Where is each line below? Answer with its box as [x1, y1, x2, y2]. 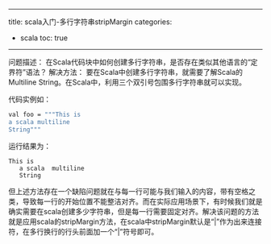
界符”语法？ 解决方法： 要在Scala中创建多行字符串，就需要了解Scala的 [8, 68, 244, 77]
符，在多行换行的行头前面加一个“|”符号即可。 [8, 226, 159, 236]
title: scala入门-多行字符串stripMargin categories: [8, 17, 173, 27]
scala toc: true [19, 33, 69, 43]
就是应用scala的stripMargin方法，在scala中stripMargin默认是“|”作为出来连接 [8, 217, 262, 226]
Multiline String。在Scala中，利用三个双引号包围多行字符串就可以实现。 [8, 77, 247, 87]
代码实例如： [8, 94, 51, 104]
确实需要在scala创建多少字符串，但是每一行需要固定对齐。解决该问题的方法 [8, 206, 260, 216]
